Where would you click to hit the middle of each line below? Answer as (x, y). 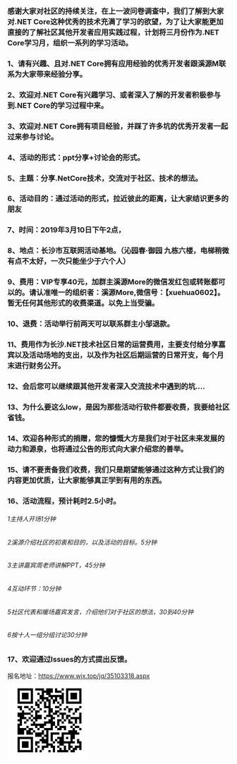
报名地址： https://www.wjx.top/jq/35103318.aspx (79, 676)
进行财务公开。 (40, 366)
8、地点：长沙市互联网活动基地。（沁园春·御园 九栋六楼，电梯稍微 (118, 250)
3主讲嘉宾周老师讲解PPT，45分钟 (56, 565)
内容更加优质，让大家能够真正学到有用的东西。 (87, 480)
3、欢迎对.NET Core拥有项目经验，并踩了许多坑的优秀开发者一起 (118, 126)
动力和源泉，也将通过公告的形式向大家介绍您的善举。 (98, 449)
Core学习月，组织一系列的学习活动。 (70, 42)
